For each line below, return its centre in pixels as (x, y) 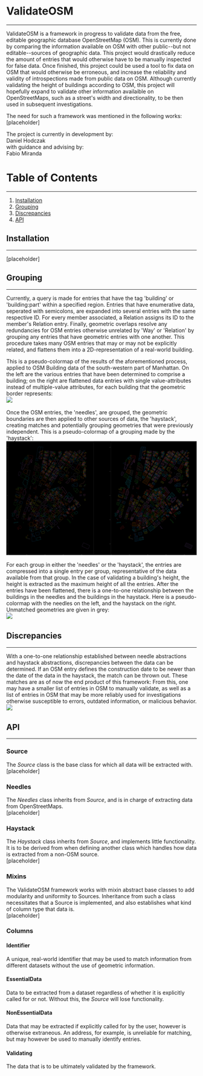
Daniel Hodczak (26, 140)
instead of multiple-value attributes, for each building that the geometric (96, 387)
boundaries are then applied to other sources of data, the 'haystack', (92, 419)
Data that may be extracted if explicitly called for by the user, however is (96, 1026)
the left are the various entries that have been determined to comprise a (96, 374)
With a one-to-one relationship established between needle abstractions (96, 656)
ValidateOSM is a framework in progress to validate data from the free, (94, 33)
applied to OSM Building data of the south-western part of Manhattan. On (98, 368)
